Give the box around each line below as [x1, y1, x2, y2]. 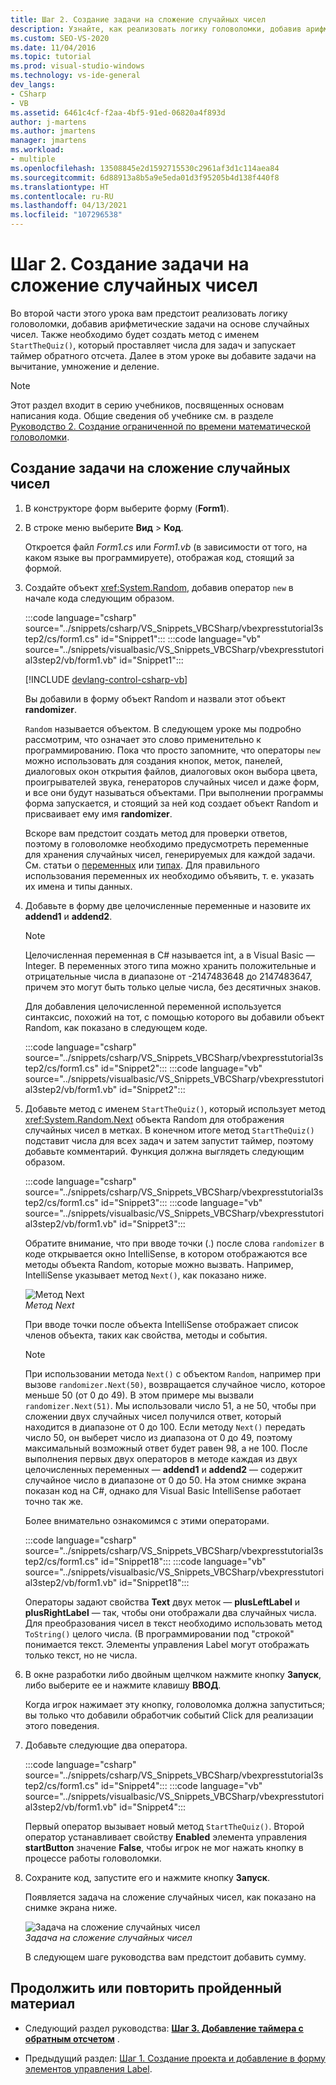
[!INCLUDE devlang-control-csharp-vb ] [24, 673, 188, 685]
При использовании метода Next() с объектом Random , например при [24, 1367, 321, 1380]
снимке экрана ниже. [24, 1901, 118, 1913]
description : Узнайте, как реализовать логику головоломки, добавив [10, 24, 302, 34]
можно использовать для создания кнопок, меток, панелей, [24, 754, 283, 766]
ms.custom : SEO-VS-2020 [10, 33, 110, 43]
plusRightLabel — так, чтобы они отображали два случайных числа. [24, 1606, 317, 1618]
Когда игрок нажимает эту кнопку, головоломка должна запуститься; [24, 1698, 326, 1710]
